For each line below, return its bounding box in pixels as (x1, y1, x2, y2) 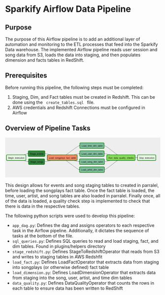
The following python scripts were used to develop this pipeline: (5, 213, 135, 219)
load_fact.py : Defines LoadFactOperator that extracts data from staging (12, 259, 159, 265)
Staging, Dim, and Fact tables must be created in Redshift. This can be (12, 94, 155, 100)
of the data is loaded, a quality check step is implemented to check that (5, 198, 150, 204)
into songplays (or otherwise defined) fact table (12, 264, 109, 270)
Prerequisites (5, 72, 47, 80)
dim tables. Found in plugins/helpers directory (12, 243, 106, 250)
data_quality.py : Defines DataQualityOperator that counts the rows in (12, 280, 154, 286)
